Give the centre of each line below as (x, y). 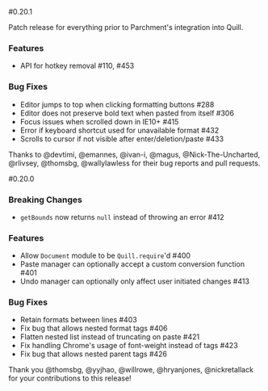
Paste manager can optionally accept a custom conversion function (132, 264)
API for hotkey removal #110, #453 (77, 66)
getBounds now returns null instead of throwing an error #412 (122, 217)
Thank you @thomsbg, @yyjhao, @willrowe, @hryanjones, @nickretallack (131, 370)
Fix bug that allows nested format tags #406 (94, 328)
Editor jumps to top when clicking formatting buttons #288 (117, 104)
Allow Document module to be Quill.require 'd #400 (105, 256)
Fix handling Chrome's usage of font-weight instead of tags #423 (129, 346)
